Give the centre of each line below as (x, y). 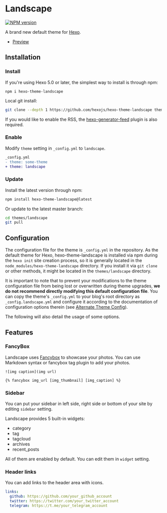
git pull (14, 222)
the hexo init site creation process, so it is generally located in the (74, 260)
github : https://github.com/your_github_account (61, 497)
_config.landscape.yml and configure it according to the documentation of (82, 302)
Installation (23, 57)
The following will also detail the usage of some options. (63, 317)
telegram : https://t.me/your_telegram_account (59, 506)
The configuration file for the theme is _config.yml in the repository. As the (82, 250)
